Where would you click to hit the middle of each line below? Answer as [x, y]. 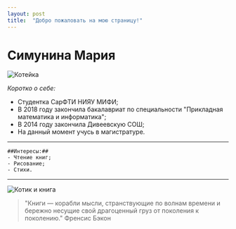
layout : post [26, 14]
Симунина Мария [61, 55]
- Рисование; [26, 164]
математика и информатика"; [62, 117]
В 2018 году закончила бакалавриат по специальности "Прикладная [120, 109]
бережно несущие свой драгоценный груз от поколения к [112, 211]
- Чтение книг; [29, 158]
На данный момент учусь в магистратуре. [81, 132]
